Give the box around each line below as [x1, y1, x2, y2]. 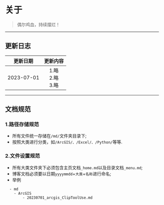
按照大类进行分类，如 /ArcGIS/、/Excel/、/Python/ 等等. [12, 139, 123, 145]
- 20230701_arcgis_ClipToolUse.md [22, 195, 93, 200]
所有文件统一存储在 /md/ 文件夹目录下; [12, 133, 87, 139]
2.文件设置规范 [5, 153, 40, 159]
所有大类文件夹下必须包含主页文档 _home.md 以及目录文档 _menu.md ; [12, 164, 143, 170]
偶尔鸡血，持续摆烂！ [17, 22, 60, 27]
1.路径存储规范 [5, 121, 39, 128]
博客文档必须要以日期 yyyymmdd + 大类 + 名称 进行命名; [12, 171, 111, 177]
